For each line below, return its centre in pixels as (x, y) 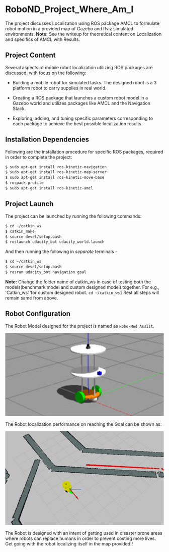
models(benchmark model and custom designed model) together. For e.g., (82, 287)
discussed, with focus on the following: (46, 73)
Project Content (30, 55)
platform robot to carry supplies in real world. (59, 88)
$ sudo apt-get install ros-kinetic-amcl (49, 188)
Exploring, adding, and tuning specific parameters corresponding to (83, 118)
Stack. (19, 108)
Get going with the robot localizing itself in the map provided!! (69, 543)
